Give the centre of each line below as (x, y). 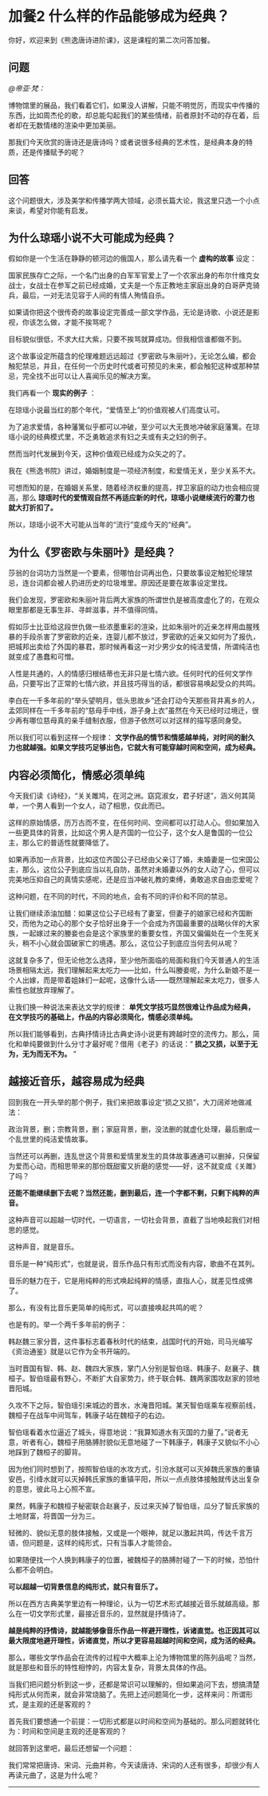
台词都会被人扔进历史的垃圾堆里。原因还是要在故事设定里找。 (130, 583)
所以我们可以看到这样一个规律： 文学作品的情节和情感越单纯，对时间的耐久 (132, 738)
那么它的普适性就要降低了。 (67, 843)
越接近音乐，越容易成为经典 (77, 1081)
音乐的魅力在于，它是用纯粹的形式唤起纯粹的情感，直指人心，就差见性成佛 (130, 1280)
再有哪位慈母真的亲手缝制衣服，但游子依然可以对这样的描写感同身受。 (130, 721)
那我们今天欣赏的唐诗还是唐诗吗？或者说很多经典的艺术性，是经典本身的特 (130, 142)
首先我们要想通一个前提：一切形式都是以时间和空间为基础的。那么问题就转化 (134, 1721)
